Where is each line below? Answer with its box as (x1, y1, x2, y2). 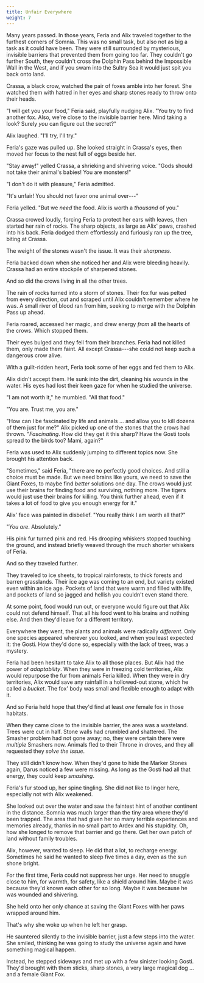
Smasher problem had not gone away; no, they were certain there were (6, 734, 185, 742)
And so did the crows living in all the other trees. (6, 277, 128, 285)
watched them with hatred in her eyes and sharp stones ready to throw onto (6, 89, 197, 96)
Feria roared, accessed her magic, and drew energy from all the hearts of (6, 320, 191, 327)
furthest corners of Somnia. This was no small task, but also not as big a (6, 38, 188, 45)
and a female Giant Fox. (6, 970, 66, 978)
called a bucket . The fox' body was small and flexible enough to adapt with (6, 684, 194, 692)
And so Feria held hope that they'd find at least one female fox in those (6, 703, 184, 710)
